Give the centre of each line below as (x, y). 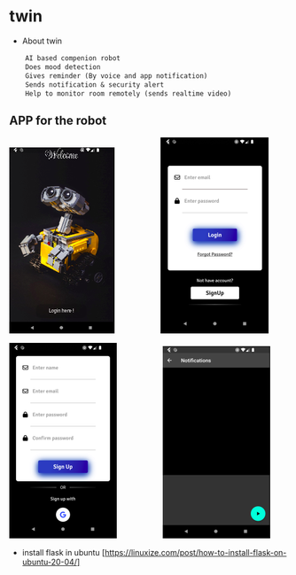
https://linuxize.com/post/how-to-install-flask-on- (196, 552)
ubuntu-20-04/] (51, 562)
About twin (42, 41)
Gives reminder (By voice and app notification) (117, 76)
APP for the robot (58, 121)
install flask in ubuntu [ (63, 552)
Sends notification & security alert (95, 85)
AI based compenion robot (73, 58)
